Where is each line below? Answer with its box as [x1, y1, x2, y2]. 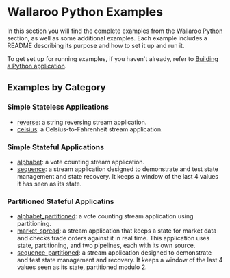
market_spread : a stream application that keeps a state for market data [16, 227, 217, 235]
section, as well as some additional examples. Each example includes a [7, 34, 207, 42]
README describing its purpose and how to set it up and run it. [7, 41, 185, 49]
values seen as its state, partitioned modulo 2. [16, 263, 147, 271]
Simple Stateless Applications [7, 102, 110, 112]
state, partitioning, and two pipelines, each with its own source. [16, 241, 196, 250]
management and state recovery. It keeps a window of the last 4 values [16, 172, 219, 180]
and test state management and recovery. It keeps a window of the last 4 [16, 256, 223, 264]
